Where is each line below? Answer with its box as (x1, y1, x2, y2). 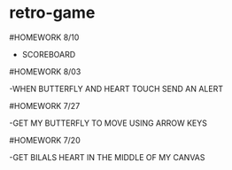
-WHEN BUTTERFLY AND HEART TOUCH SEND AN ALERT (9, 83, 224, 94)
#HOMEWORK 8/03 (9, 66, 81, 77)
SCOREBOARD (21, 49, 76, 59)
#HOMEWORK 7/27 (9, 100, 81, 111)
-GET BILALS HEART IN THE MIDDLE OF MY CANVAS (9, 151, 205, 162)
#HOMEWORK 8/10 (9, 32, 80, 42)
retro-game (9, 3, 96, 23)
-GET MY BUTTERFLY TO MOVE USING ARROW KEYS (9, 118, 208, 128)
